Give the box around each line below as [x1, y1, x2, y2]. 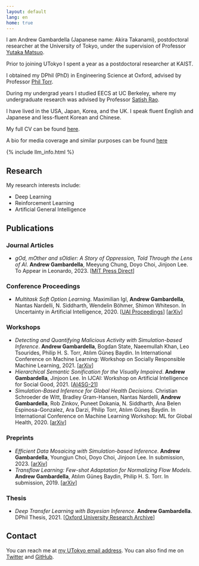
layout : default [6, 8, 46, 15]
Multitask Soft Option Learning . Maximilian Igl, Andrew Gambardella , [14, 296, 185, 303]
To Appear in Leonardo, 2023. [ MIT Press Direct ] [14, 267, 135, 274]
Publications [6, 223, 54, 233]
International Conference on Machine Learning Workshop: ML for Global [14, 412, 192, 420]
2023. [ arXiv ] [14, 460, 48, 467]
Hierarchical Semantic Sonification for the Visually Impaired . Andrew [14, 368, 185, 375]
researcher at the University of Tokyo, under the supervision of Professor [6, 42, 186, 49]
